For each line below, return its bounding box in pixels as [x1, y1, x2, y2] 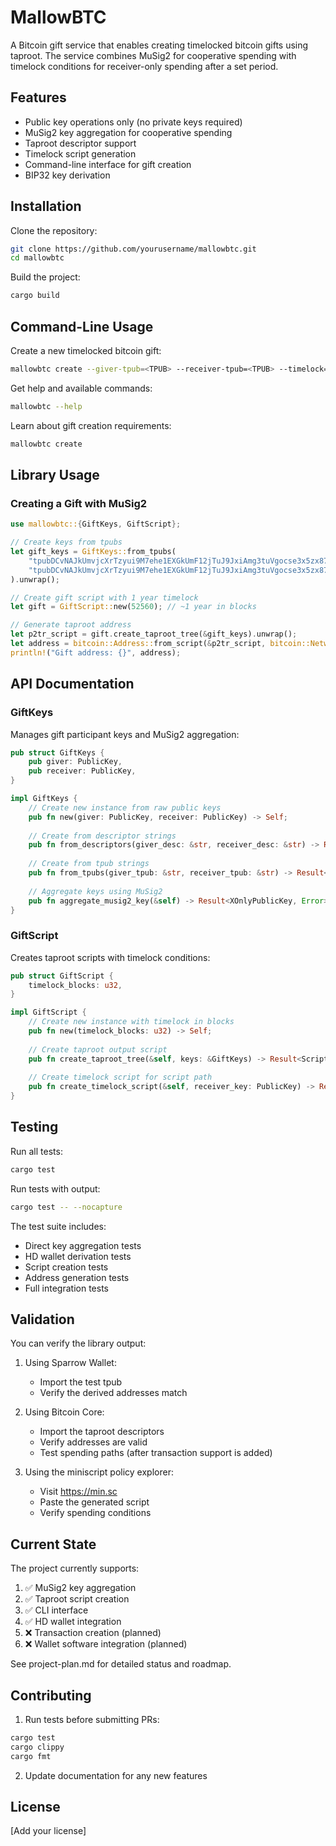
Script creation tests [24, 1261, 109, 1273]
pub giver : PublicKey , [28, 757, 123, 767]
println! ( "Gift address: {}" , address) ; [10, 647, 182, 658]
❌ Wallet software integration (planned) [24, 1638, 188, 1650]
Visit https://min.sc [39, 1486, 118, 1498]
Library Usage [10, 467, 100, 484]
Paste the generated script [39, 1496, 150, 1508]
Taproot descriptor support [24, 137, 137, 149]
